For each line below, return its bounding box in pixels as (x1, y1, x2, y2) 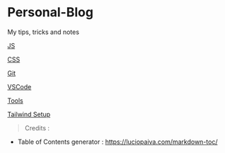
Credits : (24, 123, 50, 132)
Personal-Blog (7, 4, 94, 21)
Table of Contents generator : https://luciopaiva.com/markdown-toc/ (17, 137, 218, 146)
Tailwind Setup (7, 110, 51, 118)
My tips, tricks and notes (7, 28, 80, 36)
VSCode (7, 82, 32, 91)
